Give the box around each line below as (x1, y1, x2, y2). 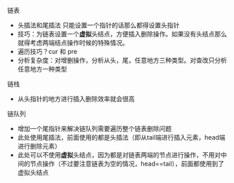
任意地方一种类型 (17, 65, 67, 73)
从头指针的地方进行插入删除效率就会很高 (17, 95, 135, 103)
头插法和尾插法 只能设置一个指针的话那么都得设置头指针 (17, 21, 180, 29)
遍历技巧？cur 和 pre (17, 48, 77, 55)
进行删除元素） (17, 142, 61, 150)
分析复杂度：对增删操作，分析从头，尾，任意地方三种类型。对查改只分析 (17, 56, 227, 65)
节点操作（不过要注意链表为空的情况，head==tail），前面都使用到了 (30, 160, 225, 168)
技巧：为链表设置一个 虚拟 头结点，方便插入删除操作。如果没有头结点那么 (17, 30, 227, 38)
